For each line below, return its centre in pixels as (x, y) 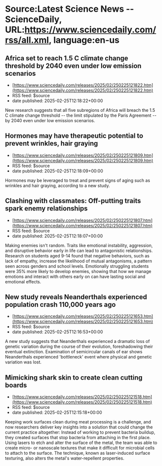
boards (16, 385)
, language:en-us (84, 40)
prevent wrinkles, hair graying (52, 143)
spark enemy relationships (46, 209)
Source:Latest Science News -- (70, 9)
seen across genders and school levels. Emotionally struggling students (77, 266)
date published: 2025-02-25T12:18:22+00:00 (57, 101)
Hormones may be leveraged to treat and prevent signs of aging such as (78, 180)
